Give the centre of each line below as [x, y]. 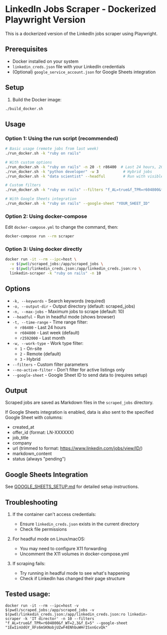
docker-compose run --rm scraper [40, 236]
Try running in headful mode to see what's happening [75, 573]
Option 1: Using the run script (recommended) [62, 138]
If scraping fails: [29, 564]
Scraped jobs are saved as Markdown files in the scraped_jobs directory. [79, 403]
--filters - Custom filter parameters [50, 364]
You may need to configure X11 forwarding [63, 549]
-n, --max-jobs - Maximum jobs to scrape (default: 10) [68, 311]
